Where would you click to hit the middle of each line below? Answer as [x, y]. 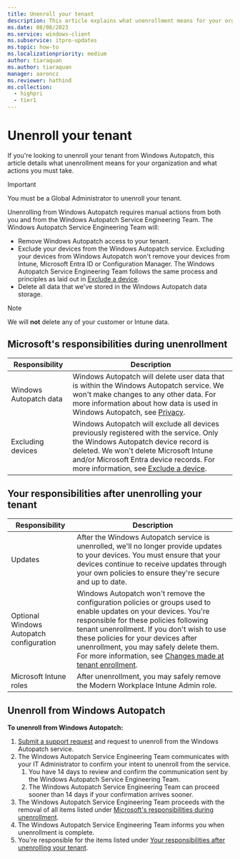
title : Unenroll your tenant [51, 14]
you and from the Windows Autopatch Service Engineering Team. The [110, 219]
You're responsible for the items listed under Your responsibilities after [121, 840]
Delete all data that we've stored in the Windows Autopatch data [112, 286]
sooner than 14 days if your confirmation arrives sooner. [111, 795]
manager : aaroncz [33, 74]
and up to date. [102, 581]
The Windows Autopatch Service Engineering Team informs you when [121, 825]
